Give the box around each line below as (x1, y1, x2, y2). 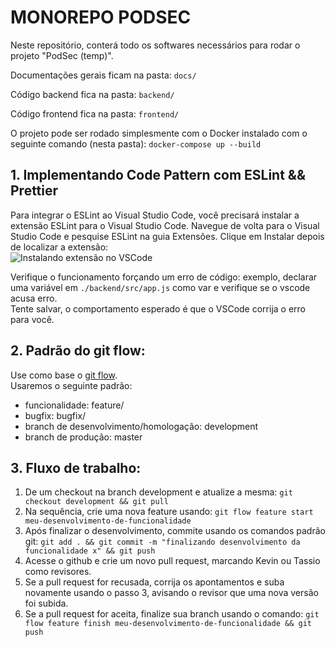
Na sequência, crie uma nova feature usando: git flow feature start (24, 506, 314, 518)
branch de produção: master (24, 431, 143, 443)
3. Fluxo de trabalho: (10, 459, 142, 476)
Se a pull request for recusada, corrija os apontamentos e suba (24, 576, 285, 588)
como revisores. (24, 566, 92, 578)
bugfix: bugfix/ (24, 409, 87, 421)
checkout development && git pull (24, 497, 169, 507)
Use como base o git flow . (10, 369, 118, 381)
